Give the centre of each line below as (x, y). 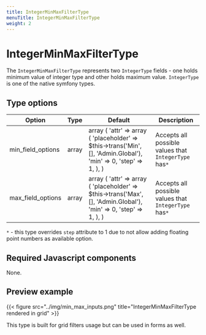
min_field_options (35, 149)
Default (119, 120)
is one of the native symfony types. (51, 84)
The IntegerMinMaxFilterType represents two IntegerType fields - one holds (102, 70)
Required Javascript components (71, 258)
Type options (32, 103)
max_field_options (36, 198)
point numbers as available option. (50, 239)
